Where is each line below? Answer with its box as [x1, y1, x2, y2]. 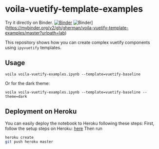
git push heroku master [5, 139, 54, 145]
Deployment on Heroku [5, 107, 77, 116]
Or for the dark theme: [5, 80, 50, 86]
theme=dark [5, 94, 27, 99]
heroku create [5, 135, 34, 140]
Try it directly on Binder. [5, 20, 54, 25]
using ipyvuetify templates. [5, 44, 62, 50]
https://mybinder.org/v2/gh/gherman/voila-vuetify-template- [6, 24, 129, 30]
